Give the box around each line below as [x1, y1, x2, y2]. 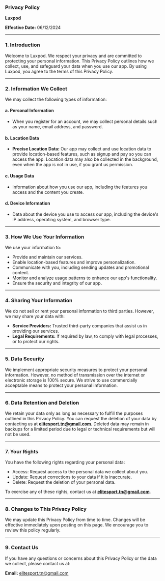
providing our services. [12, 328, 59, 334]
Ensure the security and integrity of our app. [12, 280, 102, 286]
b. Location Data [5, 135, 39, 141]
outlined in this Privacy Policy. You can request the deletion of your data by [5, 415, 157, 421]
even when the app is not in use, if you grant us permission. [12, 162, 134, 168]
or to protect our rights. [12, 339, 60, 345]
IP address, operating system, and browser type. [12, 216, 111, 222]
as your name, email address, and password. [12, 124, 103, 130]
